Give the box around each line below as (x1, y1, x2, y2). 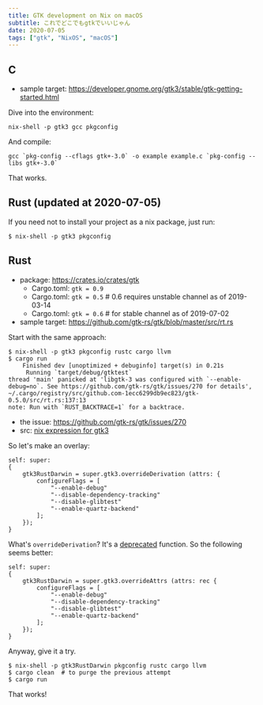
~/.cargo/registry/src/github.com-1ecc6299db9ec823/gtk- (8, 389, 200, 397)
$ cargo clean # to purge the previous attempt (8, 669, 171, 676)
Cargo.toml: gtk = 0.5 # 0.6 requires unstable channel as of (31, 292, 227, 301)
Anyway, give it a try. (8, 646, 77, 656)
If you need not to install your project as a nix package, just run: (8, 217, 216, 227)
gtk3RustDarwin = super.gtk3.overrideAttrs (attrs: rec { (22, 577, 217, 585)
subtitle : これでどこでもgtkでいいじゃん (8, 19, 130, 27)
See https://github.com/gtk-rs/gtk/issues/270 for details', (47, 382, 253, 391)
